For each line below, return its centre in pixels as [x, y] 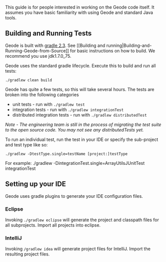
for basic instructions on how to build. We [113, 51]
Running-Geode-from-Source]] [37, 51]
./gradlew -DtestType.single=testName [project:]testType [66, 154]
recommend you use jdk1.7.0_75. [38, 56]
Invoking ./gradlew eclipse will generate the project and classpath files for [82, 220]
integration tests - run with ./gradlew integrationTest [68, 110]
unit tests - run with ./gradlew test [49, 104]
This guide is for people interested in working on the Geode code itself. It [80, 7]
